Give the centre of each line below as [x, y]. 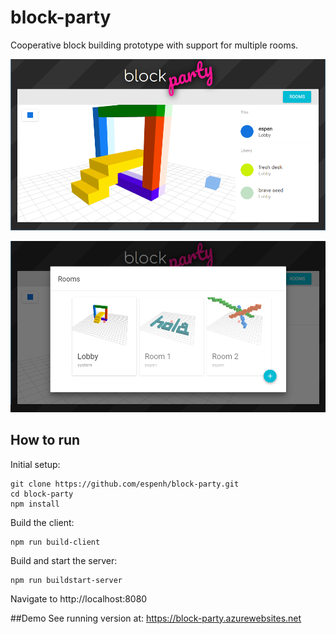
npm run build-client [55, 542]
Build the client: [42, 522]
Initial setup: [35, 464]
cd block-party [42, 494]
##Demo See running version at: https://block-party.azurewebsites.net [156, 618]
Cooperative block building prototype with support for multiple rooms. [154, 45]
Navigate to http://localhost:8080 [79, 598]
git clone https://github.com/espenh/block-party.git [125, 484]
